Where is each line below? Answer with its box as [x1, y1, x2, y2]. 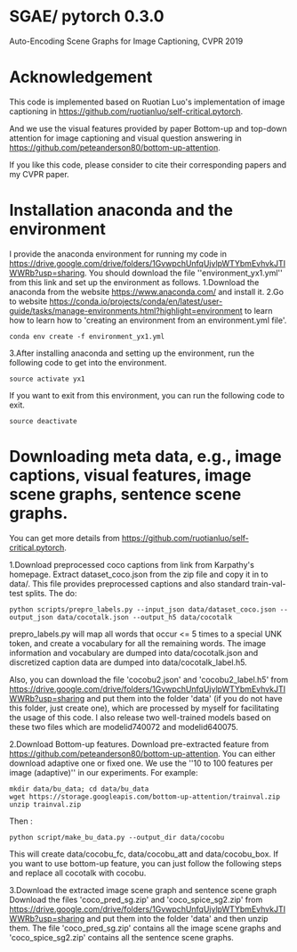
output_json [9, 612, 53, 621]
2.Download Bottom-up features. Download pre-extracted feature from [9, 738, 269, 750]
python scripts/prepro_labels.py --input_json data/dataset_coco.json [9, 604, 277, 614]
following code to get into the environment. [9, 357, 167, 367]
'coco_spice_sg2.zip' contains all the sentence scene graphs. [9, 931, 234, 942]
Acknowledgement [9, 67, 153, 87]
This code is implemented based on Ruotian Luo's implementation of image [9, 96, 285, 107]
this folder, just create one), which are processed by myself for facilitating [9, 702, 280, 713]
